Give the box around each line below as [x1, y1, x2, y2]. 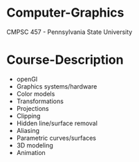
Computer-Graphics [6, 5, 124, 21]
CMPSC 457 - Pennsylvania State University [6, 28, 133, 36]
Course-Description [6, 52, 124, 68]
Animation [16, 148, 46, 156]
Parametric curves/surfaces [16, 134, 96, 142]
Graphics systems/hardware [16, 82, 98, 91]
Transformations [16, 97, 64, 105]
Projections [16, 104, 49, 112]
